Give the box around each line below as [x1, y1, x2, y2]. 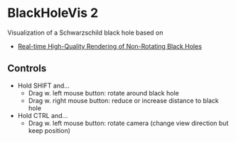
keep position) [28, 126, 71, 135]
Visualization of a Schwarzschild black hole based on [7, 28, 163, 37]
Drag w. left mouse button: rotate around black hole [28, 88, 179, 97]
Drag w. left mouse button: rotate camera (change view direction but [28, 119, 229, 127]
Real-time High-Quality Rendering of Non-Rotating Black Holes [17, 42, 203, 50]
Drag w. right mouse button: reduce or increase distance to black [28, 96, 219, 105]
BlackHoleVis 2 [7, 5, 99, 21]
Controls [7, 62, 47, 75]
